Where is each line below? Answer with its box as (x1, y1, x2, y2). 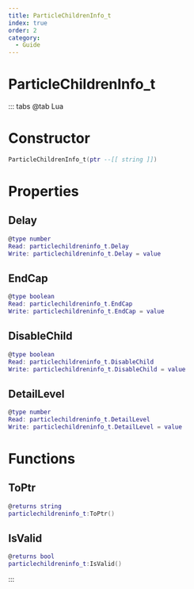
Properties (8, 183, 79, 201)
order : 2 (8, 26, 37, 34)
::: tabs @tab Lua (8, 102, 64, 111)
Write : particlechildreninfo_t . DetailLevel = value (8, 422, 182, 431)
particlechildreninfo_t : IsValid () (8, 560, 123, 568)
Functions (8, 450, 75, 468)
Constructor (8, 129, 91, 148)
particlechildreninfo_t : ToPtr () (8, 510, 115, 518)
